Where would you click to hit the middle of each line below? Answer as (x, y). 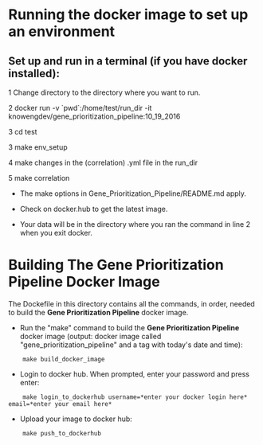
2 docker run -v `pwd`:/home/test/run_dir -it (80, 108)
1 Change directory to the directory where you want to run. (104, 92)
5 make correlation (39, 178)
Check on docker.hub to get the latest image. (94, 209)
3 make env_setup (38, 147)
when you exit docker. (56, 233)
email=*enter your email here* (60, 404)
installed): (34, 73)
